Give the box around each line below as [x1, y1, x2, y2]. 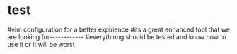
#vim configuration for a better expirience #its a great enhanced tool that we [7, 25, 231, 34]
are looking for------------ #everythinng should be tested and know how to [7, 32, 226, 41]
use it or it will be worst [7, 40, 76, 48]
